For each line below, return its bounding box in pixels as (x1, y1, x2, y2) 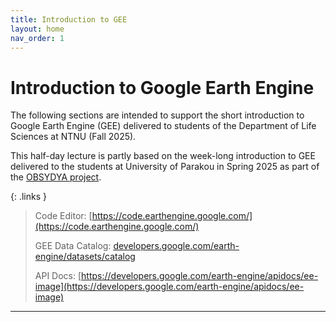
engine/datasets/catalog (34, 251, 136, 263)
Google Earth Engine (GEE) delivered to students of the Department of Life (10, 120, 317, 132)
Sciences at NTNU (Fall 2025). (10, 131, 137, 143)
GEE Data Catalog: (34, 240, 112, 252)
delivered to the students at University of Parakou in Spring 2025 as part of (10, 161, 320, 173)
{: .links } (10, 191, 48, 203)
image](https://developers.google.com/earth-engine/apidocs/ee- (34, 281, 305, 293)
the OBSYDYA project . (10, 171, 102, 183)
